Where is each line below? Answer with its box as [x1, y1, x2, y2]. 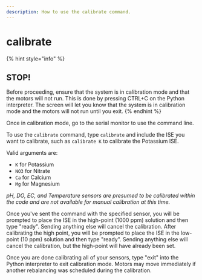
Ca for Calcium [15, 174, 51, 181]
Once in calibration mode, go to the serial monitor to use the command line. [6, 119, 194, 127]
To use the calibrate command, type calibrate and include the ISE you [6, 131, 185, 138]
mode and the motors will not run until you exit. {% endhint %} [6, 108, 161, 115]
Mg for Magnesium [15, 180, 60, 187]
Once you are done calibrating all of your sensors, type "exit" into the [6, 254, 179, 261]
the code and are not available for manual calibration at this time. [6, 198, 171, 206]
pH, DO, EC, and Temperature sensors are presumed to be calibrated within [6, 192, 195, 200]
